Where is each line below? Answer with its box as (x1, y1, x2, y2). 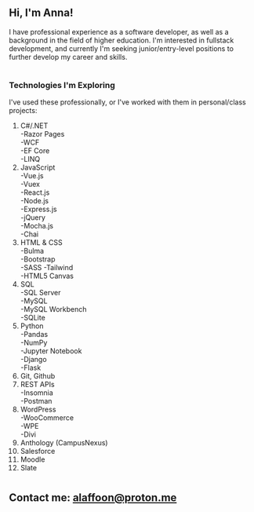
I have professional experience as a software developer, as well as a (9, 27, 229, 36)
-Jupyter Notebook (20, 346, 82, 356)
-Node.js (20, 196, 49, 206)
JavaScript (20, 163, 56, 172)
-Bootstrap (20, 254, 56, 264)
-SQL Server (20, 288, 61, 298)
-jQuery (20, 213, 46, 222)
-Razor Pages (20, 130, 65, 139)
